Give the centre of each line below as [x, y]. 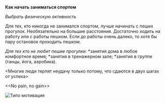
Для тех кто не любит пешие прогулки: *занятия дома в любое [71, 51]
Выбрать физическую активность [41, 16]
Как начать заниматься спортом [41, 7]
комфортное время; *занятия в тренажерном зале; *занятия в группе [79, 56]
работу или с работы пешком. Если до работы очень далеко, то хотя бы [81, 37]
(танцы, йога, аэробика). [31, 62]
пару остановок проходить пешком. [43, 42]
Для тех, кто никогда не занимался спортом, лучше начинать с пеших [79, 26]
